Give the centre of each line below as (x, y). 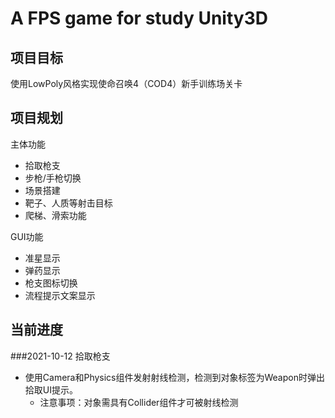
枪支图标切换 (51, 283)
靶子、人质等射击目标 (68, 203)
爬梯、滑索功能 (55, 215)
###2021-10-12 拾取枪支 (60, 356)
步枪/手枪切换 (53, 178)
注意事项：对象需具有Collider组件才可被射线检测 (139, 402)
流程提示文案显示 (60, 295)
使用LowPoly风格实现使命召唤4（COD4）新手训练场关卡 (126, 83)
